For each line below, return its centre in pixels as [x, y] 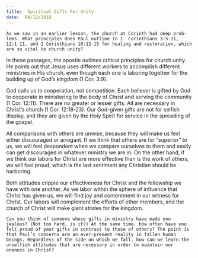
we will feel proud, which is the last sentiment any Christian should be [91, 165]
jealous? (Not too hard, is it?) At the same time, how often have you [96, 224]
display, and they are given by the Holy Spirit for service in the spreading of [98, 116]
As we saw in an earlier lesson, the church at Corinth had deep [88, 33]
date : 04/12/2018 [29, 17]
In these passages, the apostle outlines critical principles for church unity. [96, 60]
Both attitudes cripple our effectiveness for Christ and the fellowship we [94, 183]
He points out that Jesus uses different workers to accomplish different [93, 66]
